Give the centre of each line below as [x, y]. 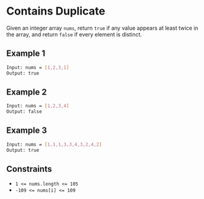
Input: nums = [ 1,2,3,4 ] [38, 106]
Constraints [29, 169]
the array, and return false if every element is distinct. [74, 34]
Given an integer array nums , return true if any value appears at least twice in [102, 28]
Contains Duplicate [56, 11]
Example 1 [26, 54]
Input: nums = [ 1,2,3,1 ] [38, 67]
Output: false [24, 112]
